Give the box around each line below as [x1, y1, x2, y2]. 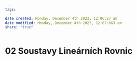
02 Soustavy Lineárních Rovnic [5, 46, 133, 57]
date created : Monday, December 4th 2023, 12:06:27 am [5, 16, 118, 21]
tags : [5, 7, 16, 12]
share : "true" [5, 25, 34, 30]
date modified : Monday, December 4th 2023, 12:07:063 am [5, 20, 122, 25]
